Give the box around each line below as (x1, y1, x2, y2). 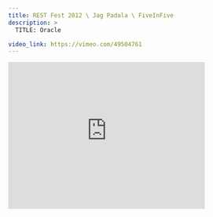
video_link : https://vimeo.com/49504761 (8, 40, 143, 48)
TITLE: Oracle (15, 26, 61, 34)
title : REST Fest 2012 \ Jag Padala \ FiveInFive (8, 11, 174, 20)
